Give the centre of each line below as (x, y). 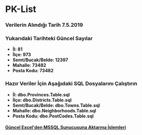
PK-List (21, 9)
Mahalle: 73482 (29, 65)
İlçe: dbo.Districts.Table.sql (42, 100)
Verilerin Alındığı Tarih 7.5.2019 (44, 25)
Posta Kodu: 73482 (33, 71)
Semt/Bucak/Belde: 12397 (40, 60)
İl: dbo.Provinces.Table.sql (41, 94)
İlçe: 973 (22, 55)
